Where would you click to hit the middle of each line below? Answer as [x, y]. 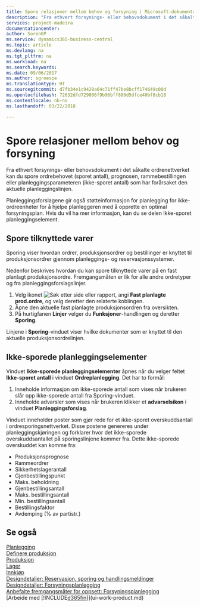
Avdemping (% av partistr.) [48, 514]
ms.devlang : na [25, 51]
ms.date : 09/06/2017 [32, 73]
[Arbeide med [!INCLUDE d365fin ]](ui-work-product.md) [75, 597]
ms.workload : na [26, 61]
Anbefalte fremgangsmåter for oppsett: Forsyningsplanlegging [83, 591]
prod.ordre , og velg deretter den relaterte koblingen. [79, 301]
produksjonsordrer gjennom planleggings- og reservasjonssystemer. [90, 259]
